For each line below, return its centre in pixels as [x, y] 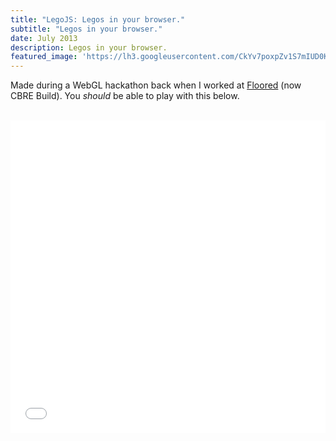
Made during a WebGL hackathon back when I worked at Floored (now [156, 85]
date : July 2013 [44, 38]
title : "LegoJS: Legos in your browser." [98, 19]
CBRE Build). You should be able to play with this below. [125, 96]
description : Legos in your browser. [89, 47]
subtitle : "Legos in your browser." [86, 29]
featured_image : [44, 57]
